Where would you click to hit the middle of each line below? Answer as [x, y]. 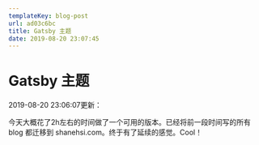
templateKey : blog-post [49, 16]
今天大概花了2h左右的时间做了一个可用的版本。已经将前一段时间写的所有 [129, 122]
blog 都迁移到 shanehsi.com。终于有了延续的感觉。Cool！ [105, 132]
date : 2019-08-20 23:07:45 [54, 38]
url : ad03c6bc [32, 23]
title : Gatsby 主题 [40, 31]
